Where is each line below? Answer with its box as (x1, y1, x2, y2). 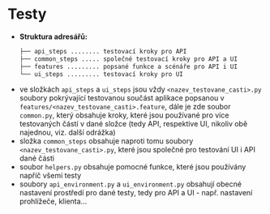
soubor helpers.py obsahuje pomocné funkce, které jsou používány (19, 162, 246, 172)
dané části (19, 153, 54, 163)
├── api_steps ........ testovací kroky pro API (19, 47, 187, 55)
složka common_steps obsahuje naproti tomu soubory (19, 136, 194, 146)
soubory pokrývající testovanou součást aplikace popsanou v (19, 93, 225, 103)
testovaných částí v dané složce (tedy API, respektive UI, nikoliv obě (19, 119, 248, 129)
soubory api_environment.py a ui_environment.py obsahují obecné (19, 179, 242, 189)
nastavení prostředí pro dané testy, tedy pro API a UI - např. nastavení (19, 188, 253, 198)
